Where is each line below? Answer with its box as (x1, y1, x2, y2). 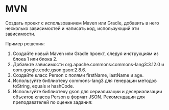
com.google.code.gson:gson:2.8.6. (12, 67, 87, 73)
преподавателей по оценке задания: (12, 99, 93, 105)
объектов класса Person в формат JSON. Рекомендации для (12, 94, 145, 100)
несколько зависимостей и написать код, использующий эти (5, 25, 139, 31)
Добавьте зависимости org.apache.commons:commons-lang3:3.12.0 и (12, 61, 164, 67)
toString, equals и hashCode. (12, 82, 74, 89)
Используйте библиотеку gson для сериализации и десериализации (12, 88, 162, 94)
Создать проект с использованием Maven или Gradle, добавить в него (5, 20, 159, 26)
